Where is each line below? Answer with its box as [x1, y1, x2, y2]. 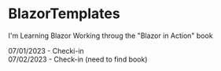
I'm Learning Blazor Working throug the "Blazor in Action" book [8, 31, 214, 40]
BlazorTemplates [8, 5, 120, 23]
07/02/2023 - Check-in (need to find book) [8, 54, 148, 64]
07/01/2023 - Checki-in [8, 46, 84, 55]
